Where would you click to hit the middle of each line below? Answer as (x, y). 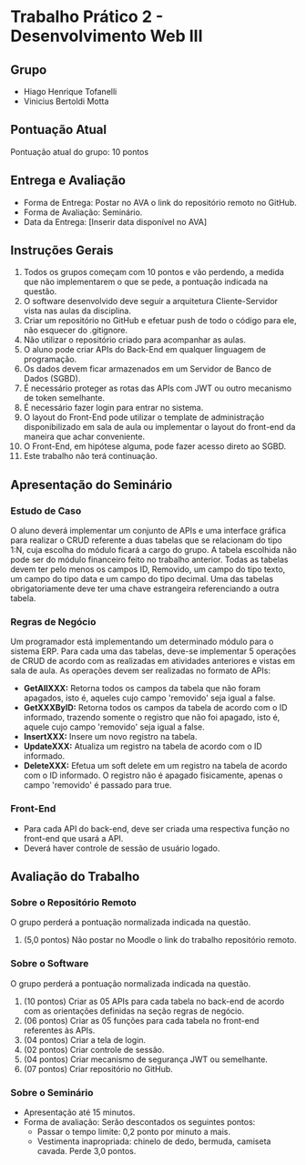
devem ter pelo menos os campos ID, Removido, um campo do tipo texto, (148, 569)
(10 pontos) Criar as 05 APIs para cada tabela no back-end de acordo (154, 1001)
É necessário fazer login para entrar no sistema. (113, 408)
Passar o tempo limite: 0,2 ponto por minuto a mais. (134, 1132)
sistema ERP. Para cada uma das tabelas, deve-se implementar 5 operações (153, 651)
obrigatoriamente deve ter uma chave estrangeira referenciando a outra (145, 588)
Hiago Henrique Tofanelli (70, 92)
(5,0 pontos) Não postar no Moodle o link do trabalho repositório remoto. (160, 940)
